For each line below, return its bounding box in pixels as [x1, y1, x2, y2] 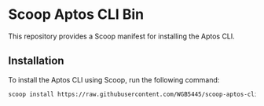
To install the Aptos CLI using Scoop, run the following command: [8, 75, 220, 84]
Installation [8, 54, 64, 68]
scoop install [8, 90, 55, 98]
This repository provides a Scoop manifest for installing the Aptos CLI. [8, 31, 236, 41]
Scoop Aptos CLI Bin [8, 5, 145, 24]
